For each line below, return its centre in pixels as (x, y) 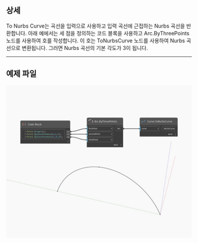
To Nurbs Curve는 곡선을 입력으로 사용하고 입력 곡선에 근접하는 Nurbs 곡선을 (96, 26)
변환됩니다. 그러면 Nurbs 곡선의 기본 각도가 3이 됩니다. (85, 48)
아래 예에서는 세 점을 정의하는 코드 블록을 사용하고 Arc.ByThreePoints (109, 33)
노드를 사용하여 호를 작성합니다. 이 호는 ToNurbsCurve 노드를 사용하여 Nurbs (96, 41)
